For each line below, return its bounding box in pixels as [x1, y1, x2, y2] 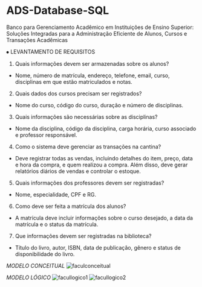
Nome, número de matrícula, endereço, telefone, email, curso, [15, 72, 171, 79]
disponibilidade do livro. [15, 250, 75, 257]
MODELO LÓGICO [6, 274, 51, 281]
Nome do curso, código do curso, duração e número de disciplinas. [15, 101, 183, 109]
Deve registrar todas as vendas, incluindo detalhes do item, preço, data [15, 154, 194, 162]
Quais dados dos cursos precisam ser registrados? [15, 90, 142, 97]
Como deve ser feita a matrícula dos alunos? [15, 203, 126, 210]
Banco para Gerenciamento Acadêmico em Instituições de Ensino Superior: [6, 24, 194, 31]
